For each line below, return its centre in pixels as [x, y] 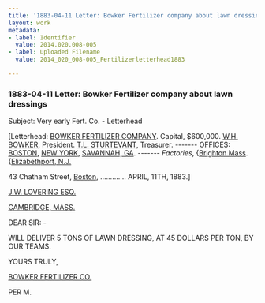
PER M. [20, 292]
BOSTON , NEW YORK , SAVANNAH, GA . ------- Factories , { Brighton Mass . [128, 153]
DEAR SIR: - [28, 223]
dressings [28, 103]
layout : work [30, 23]
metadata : [24, 30]
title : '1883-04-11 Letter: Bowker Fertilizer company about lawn [119, 15]
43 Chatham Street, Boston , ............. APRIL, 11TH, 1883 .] [99, 177]
